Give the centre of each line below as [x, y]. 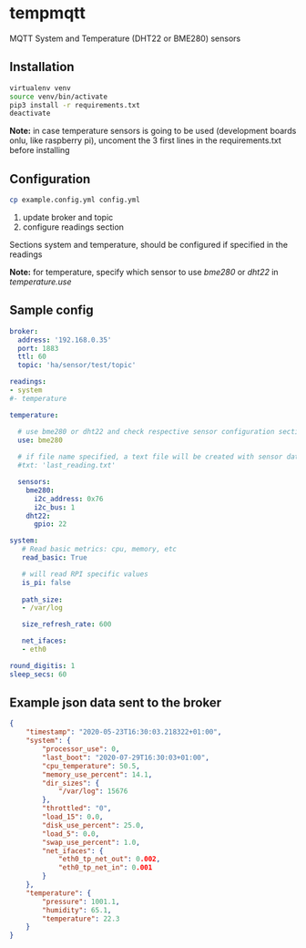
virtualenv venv [40, 88]
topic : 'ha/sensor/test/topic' [77, 366]
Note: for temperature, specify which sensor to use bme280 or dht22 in [144, 272]
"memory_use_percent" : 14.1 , [97, 774]
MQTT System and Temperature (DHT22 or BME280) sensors [125, 38]
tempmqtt [48, 13]
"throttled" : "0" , [77, 809]
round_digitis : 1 [42, 665]
